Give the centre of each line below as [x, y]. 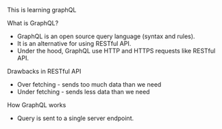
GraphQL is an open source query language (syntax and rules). [106, 36]
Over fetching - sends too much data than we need [89, 84]
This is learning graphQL [42, 10]
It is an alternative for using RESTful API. [74, 43]
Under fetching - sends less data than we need [83, 92]
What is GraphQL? [33, 23]
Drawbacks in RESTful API [44, 71]
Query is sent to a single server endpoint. [75, 118]
